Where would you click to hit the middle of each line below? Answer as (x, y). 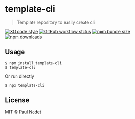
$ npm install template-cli (34, 63)
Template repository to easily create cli (56, 22)
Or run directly (19, 76)
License (17, 100)
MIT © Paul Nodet (23, 112)
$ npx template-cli (25, 85)
